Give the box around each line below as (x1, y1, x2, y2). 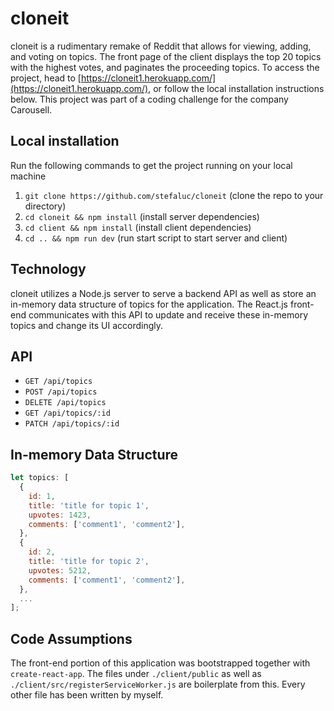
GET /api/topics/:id (24, 408, 111, 419)
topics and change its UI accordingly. (10, 319, 163, 331)
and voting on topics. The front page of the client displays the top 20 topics (10, 50, 322, 62)
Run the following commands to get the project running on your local (10, 159, 293, 171)
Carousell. (10, 103, 53, 116)
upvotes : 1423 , (28, 510, 92, 520)
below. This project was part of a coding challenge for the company (10, 93, 289, 105)
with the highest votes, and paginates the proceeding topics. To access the (10, 61, 320, 73)
